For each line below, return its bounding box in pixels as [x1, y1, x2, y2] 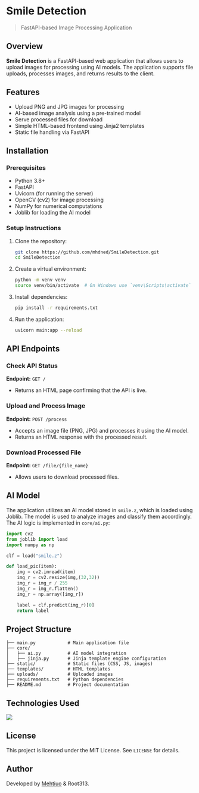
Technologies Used [6, 698, 79, 708]
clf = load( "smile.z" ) [6, 553, 63, 559]
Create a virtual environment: [14, 265, 86, 273]
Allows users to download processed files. [14, 473, 119, 480]
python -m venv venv [14, 277, 66, 283]
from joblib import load [6, 536, 68, 542]
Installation [6, 145, 49, 156]
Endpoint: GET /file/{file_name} [6, 462, 89, 469]
